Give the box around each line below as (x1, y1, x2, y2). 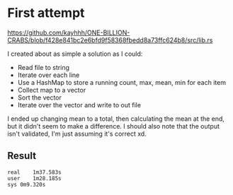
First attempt (7, 5, 85, 21)
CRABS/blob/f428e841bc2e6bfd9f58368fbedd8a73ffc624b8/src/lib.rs (7, 35, 213, 44)
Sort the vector (17, 93, 62, 102)
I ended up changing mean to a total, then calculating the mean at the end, (7, 114, 225, 123)
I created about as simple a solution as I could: (7, 49, 143, 58)
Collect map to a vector (17, 85, 86, 94)
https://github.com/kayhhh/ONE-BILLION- (7, 28, 130, 37)
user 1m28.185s (7, 175, 62, 182)
